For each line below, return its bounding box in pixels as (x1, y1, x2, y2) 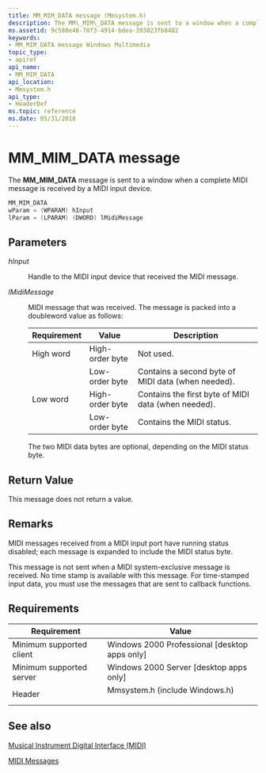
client (12, 649, 33, 660)
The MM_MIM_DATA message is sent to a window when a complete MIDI (8, 175, 248, 185)
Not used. (137, 348, 174, 359)
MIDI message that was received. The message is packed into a (28, 303, 236, 312)
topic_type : (8, 48, 47, 56)
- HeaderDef (8, 100, 47, 108)
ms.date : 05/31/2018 (8, 115, 77, 123)
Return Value (8, 473, 74, 487)
